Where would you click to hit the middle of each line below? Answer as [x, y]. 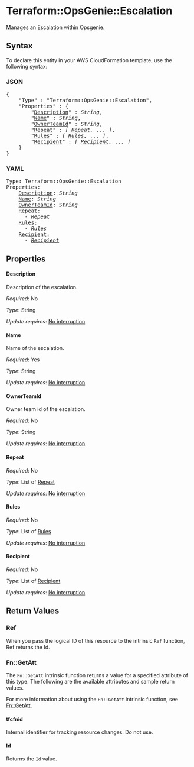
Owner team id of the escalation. [46, 409]
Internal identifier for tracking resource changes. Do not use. [80, 732]
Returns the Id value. [32, 759]
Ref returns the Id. [28, 647]
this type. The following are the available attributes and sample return [91, 681]
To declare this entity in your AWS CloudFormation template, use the [89, 60]
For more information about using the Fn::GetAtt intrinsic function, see [92, 699]
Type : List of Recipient [33, 581]
